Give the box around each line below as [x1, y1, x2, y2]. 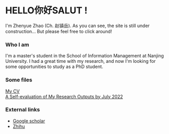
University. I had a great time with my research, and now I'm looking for [5, 58, 156, 64]
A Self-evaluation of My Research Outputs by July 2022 [5, 93, 123, 100]
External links [5, 106, 40, 113]
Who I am [5, 41, 29, 48]
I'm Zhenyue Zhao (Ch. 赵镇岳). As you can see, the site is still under [5, 23, 150, 29]
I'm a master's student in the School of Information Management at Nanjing [5, 53, 164, 59]
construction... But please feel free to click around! [5, 28, 112, 34]
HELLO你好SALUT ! [5, 5, 88, 16]
